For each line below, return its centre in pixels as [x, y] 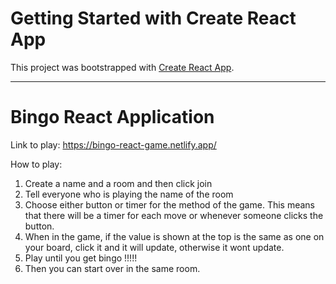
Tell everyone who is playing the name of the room [129, 194]
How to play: [36, 164]
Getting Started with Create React [153, 18]
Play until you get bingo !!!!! [81, 258]
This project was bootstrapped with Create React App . [122, 67]
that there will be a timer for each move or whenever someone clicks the [174, 215]
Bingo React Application [112, 117]
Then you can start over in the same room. [112, 268]
